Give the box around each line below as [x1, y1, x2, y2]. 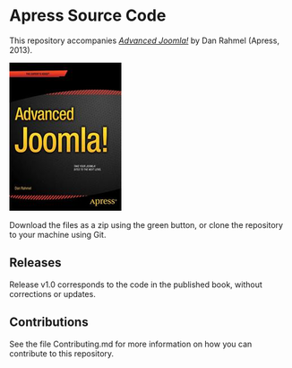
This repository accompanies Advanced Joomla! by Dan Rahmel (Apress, [9, 35, 280, 46]
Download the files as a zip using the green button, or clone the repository [9, 219, 284, 230]
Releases [9, 255, 62, 270]
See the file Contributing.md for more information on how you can [9, 338, 253, 349]
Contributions [9, 315, 89, 330]
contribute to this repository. [9, 347, 115, 359]
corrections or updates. [9, 288, 96, 299]
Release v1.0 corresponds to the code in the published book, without [9, 279, 262, 290]
